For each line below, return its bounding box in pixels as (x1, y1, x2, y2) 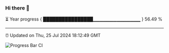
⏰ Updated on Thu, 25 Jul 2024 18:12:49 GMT (5, 32, 101, 38)
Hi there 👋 (5, 4, 30, 11)
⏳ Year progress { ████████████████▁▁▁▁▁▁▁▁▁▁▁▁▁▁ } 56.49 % (5, 16, 162, 22)
